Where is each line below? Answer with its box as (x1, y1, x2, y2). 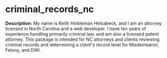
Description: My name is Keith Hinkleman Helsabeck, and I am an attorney (5, 20, 162, 26)
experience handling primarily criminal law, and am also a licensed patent (5, 31, 159, 37)
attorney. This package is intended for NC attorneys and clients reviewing (5, 36, 160, 42)
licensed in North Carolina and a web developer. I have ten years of (5, 25, 146, 31)
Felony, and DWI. (5, 47, 41, 53)
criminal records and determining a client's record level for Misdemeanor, (5, 41, 159, 47)
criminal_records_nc (5, 4, 94, 15)
